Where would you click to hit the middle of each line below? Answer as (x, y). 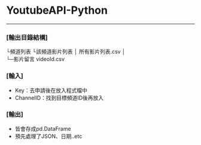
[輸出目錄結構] (27, 38)
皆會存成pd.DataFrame (43, 128)
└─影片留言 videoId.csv (35, 59)
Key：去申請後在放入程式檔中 (51, 90)
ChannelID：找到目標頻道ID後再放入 (59, 98)
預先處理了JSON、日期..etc (48, 136)
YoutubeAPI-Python (57, 10)
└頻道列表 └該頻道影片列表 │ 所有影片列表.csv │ (66, 52)
